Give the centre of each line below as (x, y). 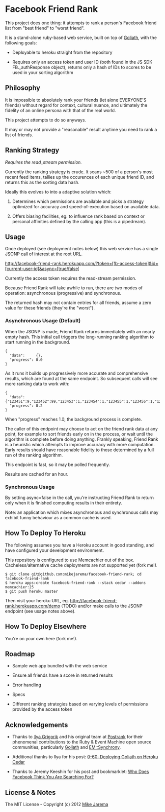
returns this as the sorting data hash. (42, 182)
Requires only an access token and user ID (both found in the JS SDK (82, 62)
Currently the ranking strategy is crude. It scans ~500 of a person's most (79, 172)
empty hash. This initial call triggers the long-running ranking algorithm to (80, 337)
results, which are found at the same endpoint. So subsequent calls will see (82, 378)
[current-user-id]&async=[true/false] (42, 269)
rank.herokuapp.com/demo (33, 606)
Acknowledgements (37, 725)
